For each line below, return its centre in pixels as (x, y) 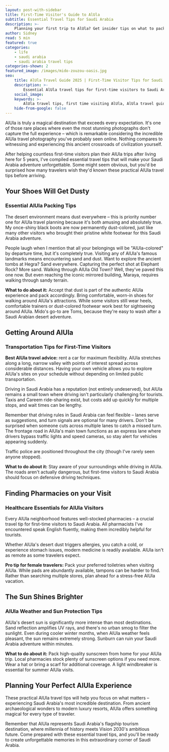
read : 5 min (18, 38)
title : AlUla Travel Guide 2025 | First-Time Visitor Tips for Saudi (89, 80)
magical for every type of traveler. (40, 714)
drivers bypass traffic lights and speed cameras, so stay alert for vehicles (81, 437)
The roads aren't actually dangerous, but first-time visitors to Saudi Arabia (82, 472)
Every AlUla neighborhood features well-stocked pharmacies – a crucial (80, 519)
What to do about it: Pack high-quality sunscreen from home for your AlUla (83, 654)
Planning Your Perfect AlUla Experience (69, 686)
